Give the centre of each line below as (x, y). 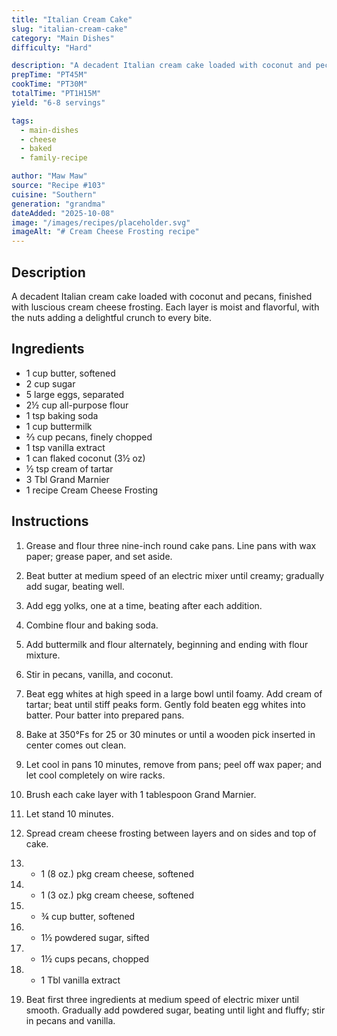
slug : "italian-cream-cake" (70, 29)
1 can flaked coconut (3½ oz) (85, 458)
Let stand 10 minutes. (69, 813)
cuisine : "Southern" (54, 194)
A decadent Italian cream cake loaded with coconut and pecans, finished (162, 296)
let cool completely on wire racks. (95, 775)
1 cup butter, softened (70, 373)
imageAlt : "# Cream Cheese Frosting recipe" (105, 232)
